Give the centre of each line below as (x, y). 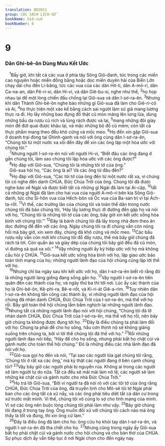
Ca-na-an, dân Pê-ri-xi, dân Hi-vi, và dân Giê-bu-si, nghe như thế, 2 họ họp (81, 91)
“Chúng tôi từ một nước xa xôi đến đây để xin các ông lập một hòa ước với (80, 142)
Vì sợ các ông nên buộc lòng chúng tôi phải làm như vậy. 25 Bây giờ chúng (80, 405)
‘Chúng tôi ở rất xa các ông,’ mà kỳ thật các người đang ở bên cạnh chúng (80, 361)
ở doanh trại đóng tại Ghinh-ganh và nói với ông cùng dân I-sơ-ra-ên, (76, 137)
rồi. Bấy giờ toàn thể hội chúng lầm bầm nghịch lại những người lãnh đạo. (79, 304)
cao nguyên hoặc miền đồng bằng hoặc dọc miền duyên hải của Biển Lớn (80, 80)
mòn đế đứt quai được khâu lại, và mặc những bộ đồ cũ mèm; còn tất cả (78, 126)
